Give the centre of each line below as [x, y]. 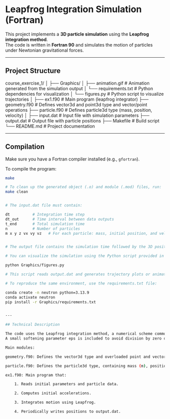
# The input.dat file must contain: [44, 205]
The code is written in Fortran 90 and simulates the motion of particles [79, 45]
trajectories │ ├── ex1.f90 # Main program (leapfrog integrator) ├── [77, 99]
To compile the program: [31, 169]
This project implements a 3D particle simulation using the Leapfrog [77, 34]
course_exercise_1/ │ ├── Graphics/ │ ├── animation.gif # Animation [77, 83]
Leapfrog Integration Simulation [74, 9]
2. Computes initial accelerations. [53, 393]
